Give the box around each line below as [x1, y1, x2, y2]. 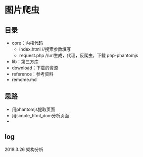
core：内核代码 [11, 40, 43, 46]
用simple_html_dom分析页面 [11, 112, 69, 118]
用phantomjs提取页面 [11, 106, 55, 112]
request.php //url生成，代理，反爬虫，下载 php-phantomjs [19, 53, 139, 58]
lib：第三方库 [11, 59, 39, 65]
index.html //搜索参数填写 [19, 46, 71, 52]
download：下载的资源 [11, 65, 58, 71]
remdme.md [11, 77, 37, 82]
